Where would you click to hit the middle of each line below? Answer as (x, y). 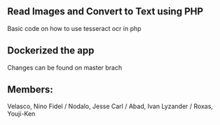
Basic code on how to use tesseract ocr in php (74, 28)
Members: (30, 90)
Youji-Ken (21, 114)
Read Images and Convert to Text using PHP (105, 12)
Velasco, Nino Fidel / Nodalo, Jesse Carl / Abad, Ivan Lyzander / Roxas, (110, 106)
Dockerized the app (51, 51)
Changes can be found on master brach (65, 67)
